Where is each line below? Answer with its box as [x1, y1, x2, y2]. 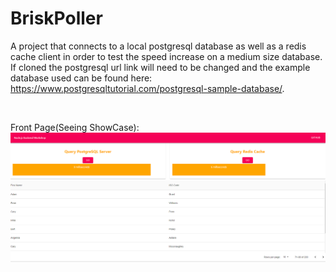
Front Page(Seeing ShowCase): [10, 121, 140, 133]
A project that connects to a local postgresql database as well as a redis [10, 40, 307, 52]
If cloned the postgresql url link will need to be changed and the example [10, 61, 311, 73]
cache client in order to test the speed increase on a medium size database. [10, 50, 323, 62]
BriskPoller [10, 7, 103, 30]
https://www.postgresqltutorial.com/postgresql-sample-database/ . [10, 82, 285, 94]
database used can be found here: [10, 72, 153, 84]
